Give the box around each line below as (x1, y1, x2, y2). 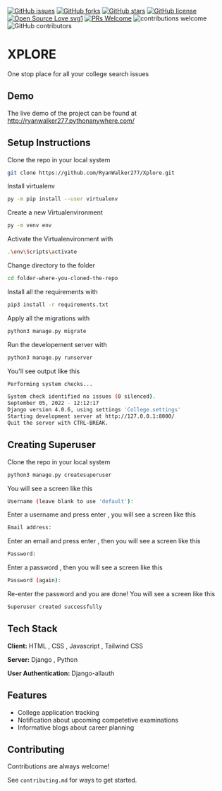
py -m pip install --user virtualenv (7, 195, 118, 203)
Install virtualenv (7, 182, 55, 191)
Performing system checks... (7, 380, 93, 387)
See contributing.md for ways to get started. (7, 776, 137, 785)
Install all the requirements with (7, 287, 99, 296)
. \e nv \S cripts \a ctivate (7, 248, 78, 255)
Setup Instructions (7, 137, 91, 149)
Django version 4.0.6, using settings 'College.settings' (7, 406, 181, 413)
